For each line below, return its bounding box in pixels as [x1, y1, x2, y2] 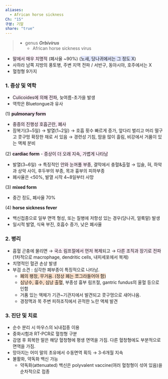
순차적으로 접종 [20, 368, 50, 374]
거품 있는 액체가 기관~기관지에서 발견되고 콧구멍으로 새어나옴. [20, 292, 141, 298]
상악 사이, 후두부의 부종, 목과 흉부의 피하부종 [18, 168, 105, 174]
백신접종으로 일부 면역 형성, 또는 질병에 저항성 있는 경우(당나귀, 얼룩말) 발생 [12, 215, 160, 221]
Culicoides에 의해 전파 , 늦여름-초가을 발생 [12, 94, 95, 101]
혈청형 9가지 [12, 69, 37, 75]
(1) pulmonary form [5, 111, 46, 117]
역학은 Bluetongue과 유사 [12, 101, 64, 107]
